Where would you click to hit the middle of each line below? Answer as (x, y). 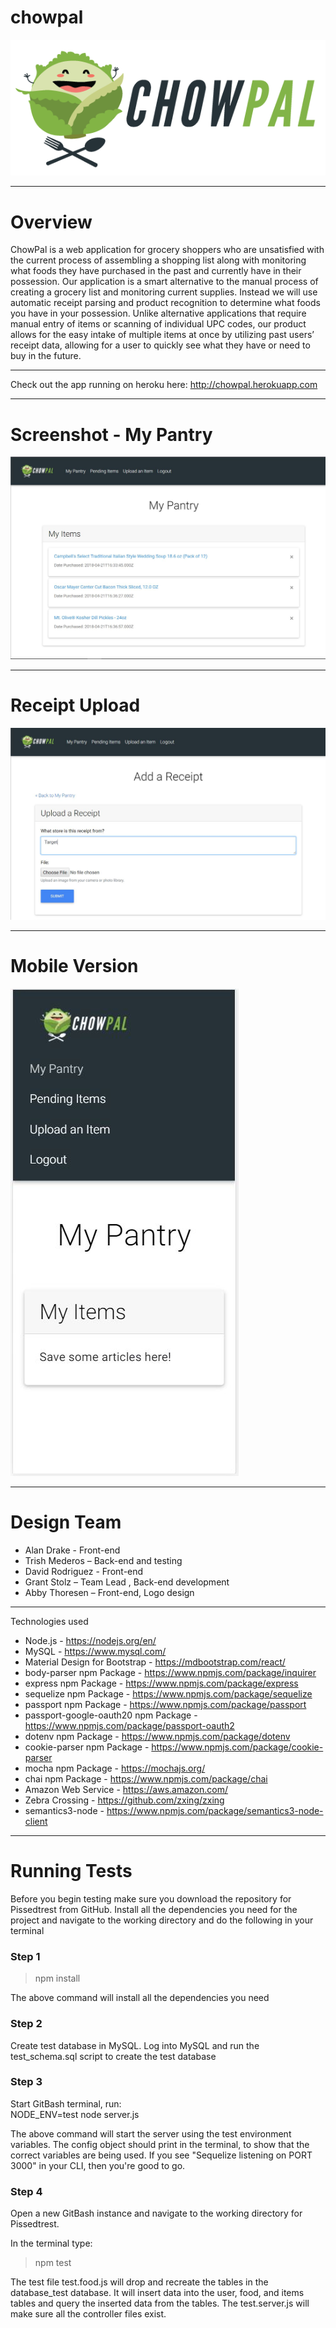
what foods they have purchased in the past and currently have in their (156, 271)
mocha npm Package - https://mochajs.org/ (115, 1768)
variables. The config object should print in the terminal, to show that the (160, 2144)
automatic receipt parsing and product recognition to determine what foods (165, 303)
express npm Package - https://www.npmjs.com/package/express (161, 1683)
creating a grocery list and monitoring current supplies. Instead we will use (164, 292)
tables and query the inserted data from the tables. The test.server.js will (160, 2303)
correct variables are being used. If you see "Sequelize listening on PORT (161, 2155)
